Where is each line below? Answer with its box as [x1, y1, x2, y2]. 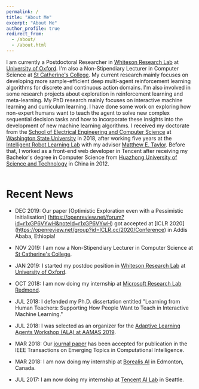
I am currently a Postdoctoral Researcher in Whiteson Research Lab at [6, 58, 179, 66]
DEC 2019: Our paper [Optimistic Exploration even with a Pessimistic [14, 207, 183, 214]
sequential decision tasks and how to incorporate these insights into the [6, 115, 183, 122]
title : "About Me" [6, 14, 52, 20]
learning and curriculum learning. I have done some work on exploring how [6, 103, 191, 110]
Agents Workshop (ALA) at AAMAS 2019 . [14, 328, 117, 335]
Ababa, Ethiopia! [14, 232, 56, 240]
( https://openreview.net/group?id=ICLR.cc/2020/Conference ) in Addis [14, 226, 188, 233]
